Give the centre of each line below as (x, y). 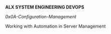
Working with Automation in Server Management (55, 26)
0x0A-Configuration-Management (41, 17)
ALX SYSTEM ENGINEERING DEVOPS (45, 7)
